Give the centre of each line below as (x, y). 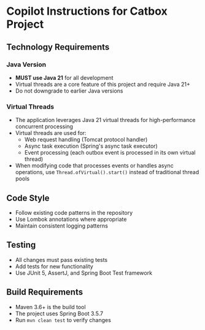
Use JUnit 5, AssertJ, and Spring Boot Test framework (83, 273)
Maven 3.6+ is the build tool (50, 307)
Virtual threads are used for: (51, 133)
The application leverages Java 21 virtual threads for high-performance (105, 120)
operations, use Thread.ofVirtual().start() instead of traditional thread (107, 172)
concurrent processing (44, 126)
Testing (21, 245)
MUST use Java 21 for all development (64, 77)
